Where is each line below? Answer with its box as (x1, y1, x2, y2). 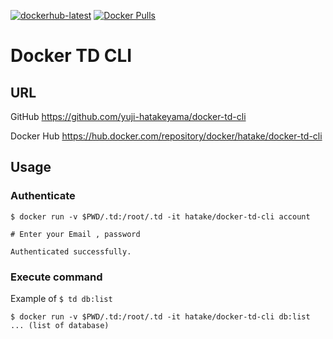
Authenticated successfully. (10, 246, 132, 257)
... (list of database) (10, 320, 110, 330)
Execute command (10, 270, 103, 284)
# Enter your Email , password (10, 229, 141, 239)
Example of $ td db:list (10, 292, 113, 304)
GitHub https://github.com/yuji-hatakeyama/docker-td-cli (10, 111, 247, 122)
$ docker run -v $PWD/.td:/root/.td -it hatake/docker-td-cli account (10, 211, 311, 222)
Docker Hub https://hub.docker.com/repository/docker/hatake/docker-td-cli (10, 130, 323, 142)
